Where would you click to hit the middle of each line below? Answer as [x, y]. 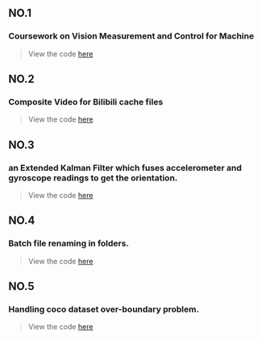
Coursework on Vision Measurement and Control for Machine [131, 36]
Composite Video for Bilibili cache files [86, 102]
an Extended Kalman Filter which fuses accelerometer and [125, 167]
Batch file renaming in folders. [69, 243]
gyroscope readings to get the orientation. [93, 178]
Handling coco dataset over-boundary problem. [104, 309]
